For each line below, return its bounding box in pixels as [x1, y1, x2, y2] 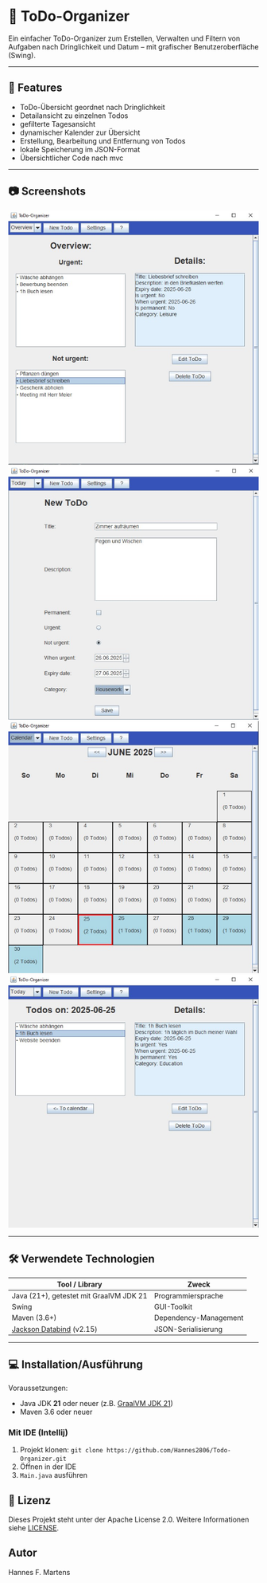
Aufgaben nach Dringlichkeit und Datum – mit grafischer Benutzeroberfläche [8, 41, 259, 51]
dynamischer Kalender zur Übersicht [19, 128, 141, 137]
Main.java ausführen [19, 1471, 87, 1480]
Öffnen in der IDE [19, 1462, 77, 1471]
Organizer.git [19, 1455, 67, 1463]
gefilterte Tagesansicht [19, 119, 96, 128]
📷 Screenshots [8, 185, 86, 198]
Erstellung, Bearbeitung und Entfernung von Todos [19, 136, 186, 146]
